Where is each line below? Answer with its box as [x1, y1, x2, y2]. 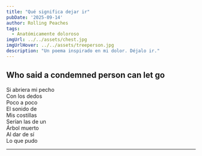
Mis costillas [6, 112, 37, 119]
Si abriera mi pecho [6, 86, 55, 93]
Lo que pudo [6, 137, 38, 144]
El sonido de [6, 105, 37, 112]
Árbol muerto [6, 124, 39, 131]
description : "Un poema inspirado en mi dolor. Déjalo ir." [6, 48, 161, 54]
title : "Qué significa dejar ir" [6, 8, 90, 15]
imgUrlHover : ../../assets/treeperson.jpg [6, 43, 114, 49]
